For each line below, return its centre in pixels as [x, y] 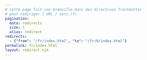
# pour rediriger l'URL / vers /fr [41, 14]
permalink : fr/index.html [31, 45]
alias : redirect [26, 32]
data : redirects [26, 23]
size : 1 [17, 28]
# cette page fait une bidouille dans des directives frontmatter [73, 9]
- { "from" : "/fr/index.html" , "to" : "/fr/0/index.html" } [68, 41]
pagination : [17, 18]
